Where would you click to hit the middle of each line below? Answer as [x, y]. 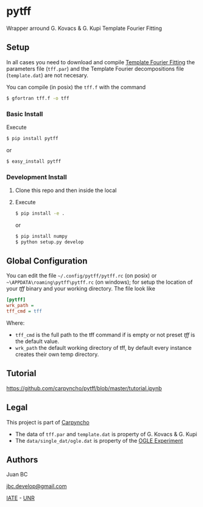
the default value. [37, 341]
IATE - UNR [20, 498]
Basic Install [25, 114]
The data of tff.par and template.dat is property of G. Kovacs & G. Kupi [106, 434]
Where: [16, 323]
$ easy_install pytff [34, 161]
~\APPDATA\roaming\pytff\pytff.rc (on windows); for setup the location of [100, 282]
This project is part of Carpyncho [48, 422]
